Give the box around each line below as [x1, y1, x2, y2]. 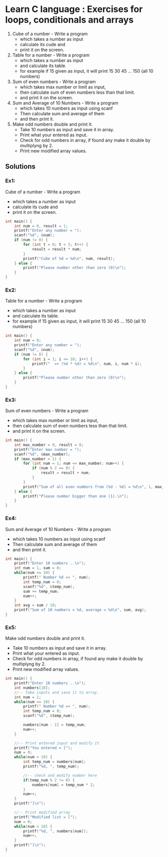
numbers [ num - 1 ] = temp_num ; [23, 722, 86, 727]
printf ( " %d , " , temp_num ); [23, 764, 79, 769]
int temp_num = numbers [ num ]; [23, 759, 86, 764]
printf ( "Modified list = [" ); [14, 814, 77, 819]
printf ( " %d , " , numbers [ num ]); [23, 828, 88, 833]
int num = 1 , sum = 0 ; [14, 565, 61, 570]
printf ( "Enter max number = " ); [14, 447, 81, 452]
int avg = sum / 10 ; [14, 603, 57, 608]
